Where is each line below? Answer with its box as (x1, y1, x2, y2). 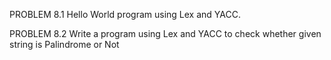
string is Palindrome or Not (9, 39, 120, 50)
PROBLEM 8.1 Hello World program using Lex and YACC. (9, 9, 241, 20)
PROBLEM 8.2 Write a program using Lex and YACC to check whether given (9, 28, 322, 39)
